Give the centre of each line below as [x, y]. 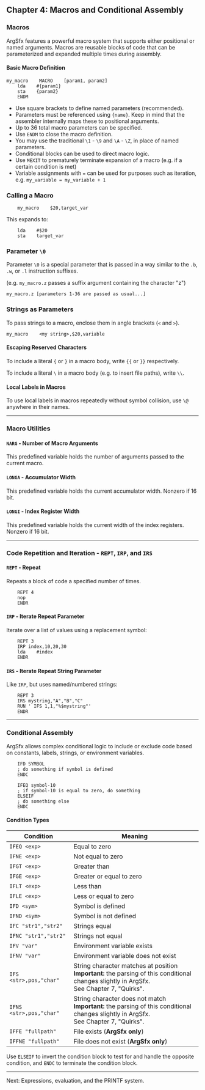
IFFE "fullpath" [33, 1031]
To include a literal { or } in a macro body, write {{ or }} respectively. [93, 361]
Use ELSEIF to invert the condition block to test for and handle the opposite [100, 1056]
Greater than [92, 866]
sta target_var [41, 236]
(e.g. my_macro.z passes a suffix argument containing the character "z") [96, 283]
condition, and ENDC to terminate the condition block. [72, 1062]
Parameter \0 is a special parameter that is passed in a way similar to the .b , [102, 265]
